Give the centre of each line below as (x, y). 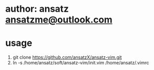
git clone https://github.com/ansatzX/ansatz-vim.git (67, 57)
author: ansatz (37, 9)
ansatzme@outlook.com (59, 20)
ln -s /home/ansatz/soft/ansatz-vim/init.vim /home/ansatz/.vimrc (81, 63)
